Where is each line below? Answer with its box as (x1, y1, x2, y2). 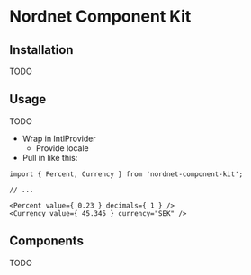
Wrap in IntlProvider (22, 133, 96, 144)
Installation (9, 42, 74, 58)
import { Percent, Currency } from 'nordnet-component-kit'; (9, 169, 244, 179)
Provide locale (35, 142, 89, 154)
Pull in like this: (22, 152, 78, 163)
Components (9, 234, 84, 249)
